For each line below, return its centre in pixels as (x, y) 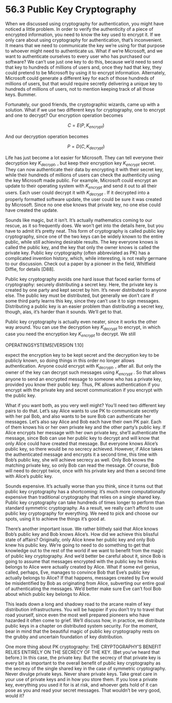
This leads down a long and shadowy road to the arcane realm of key (78, 604)
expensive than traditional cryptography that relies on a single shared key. (83, 497)
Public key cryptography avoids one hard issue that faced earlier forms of (83, 279)
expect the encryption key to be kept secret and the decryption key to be (82, 355)
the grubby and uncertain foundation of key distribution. (64, 637)
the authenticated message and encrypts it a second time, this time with (81, 454)
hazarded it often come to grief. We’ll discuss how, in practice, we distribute (85, 620)
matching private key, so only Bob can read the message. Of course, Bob (82, 466)
